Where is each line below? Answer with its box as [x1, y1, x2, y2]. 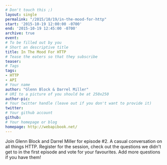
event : [5, 36, 19, 41]
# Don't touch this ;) [5, 7, 53, 13]
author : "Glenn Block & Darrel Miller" [5, 87, 89, 92]
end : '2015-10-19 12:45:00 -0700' [5, 26, 78, 31]
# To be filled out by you [5, 40, 62, 45]
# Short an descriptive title [5, 45, 69, 50]
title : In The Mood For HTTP [5, 49, 66, 54]
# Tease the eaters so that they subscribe [5, 54, 98, 59]
